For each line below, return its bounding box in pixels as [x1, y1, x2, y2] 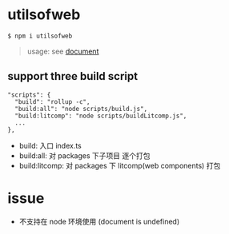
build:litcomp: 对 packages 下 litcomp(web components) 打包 [18, 161, 221, 170]
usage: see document [26, 46, 99, 56]
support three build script [7, 69, 138, 83]
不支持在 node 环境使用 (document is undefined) [18, 216, 180, 226]
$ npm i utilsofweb [7, 32, 73, 40]
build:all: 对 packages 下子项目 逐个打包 [18, 150, 151, 161]
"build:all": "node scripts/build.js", [14, 105, 148, 113]
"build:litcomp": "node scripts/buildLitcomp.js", [14, 112, 187, 120]
